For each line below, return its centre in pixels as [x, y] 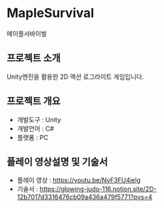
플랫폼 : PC [33, 137]
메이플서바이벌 [27, 33]
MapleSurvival [50, 13]
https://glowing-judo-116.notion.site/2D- [98, 189]
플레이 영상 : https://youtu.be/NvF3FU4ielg [79, 180]
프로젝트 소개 [34, 58]
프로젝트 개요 [34, 101]
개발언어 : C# [35, 128]
